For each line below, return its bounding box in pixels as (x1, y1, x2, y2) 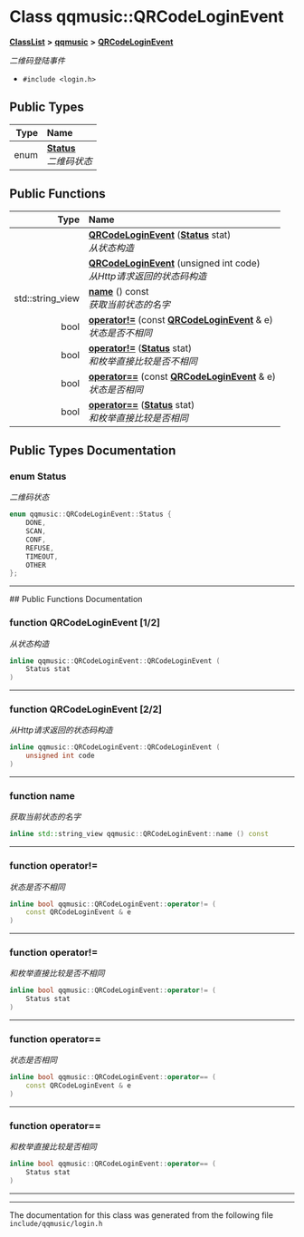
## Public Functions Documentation (9, 594, 143, 605)
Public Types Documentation (9, 443, 176, 458)
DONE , (25, 519, 47, 528)
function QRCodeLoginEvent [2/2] (9, 703, 163, 716)
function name (9, 790, 75, 803)
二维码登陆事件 (9, 54, 65, 65)
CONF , (25, 535, 47, 544)
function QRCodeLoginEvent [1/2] (9, 617, 161, 629)
